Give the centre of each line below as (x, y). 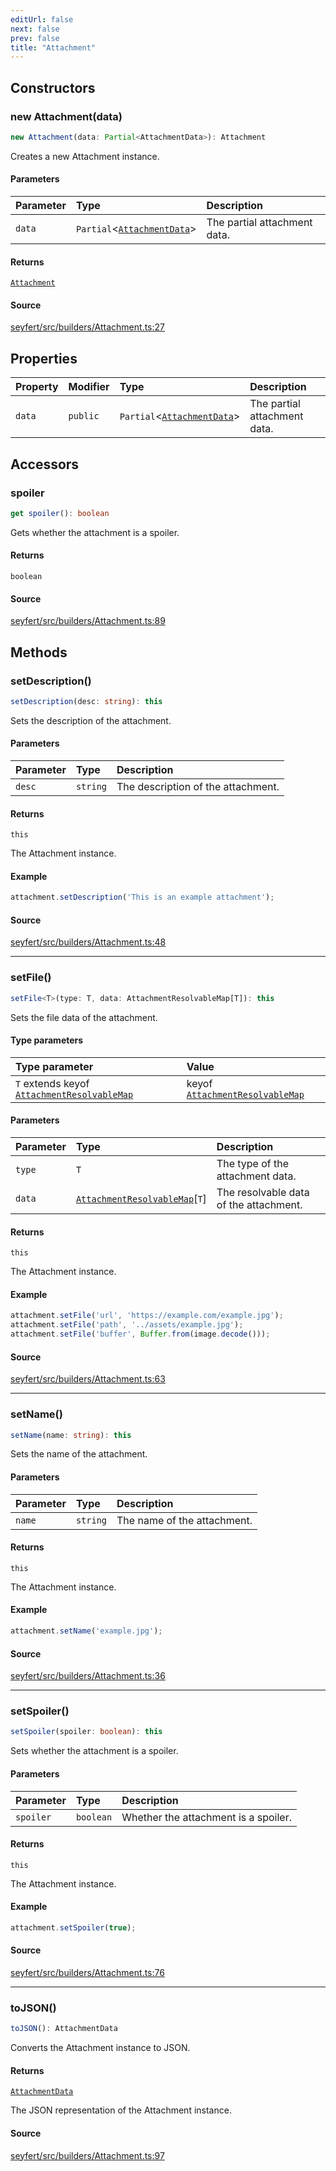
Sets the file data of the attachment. (84, 1017)
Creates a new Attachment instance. (85, 156)
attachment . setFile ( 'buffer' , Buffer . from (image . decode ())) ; (140, 1334)
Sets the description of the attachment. (91, 720)
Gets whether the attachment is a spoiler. (95, 532)
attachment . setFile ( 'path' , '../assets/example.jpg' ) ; (127, 1325)
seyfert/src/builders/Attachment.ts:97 (87, 2155)
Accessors (45, 464)
